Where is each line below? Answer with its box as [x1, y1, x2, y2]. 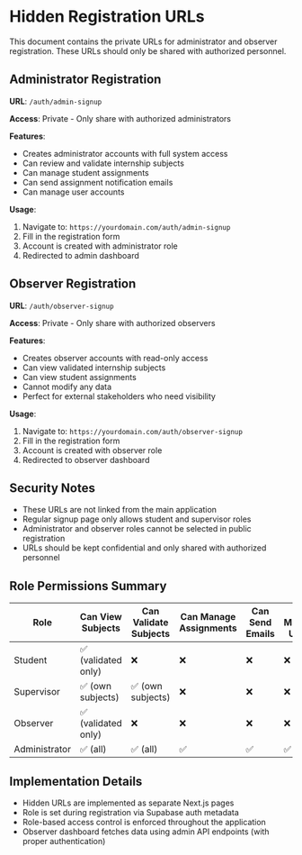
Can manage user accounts [22, 186, 125, 197]
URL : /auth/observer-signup [9, 300, 114, 311]
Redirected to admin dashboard [22, 250, 139, 260]
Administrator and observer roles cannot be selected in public [22, 523, 252, 534]
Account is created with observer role [22, 444, 163, 456]
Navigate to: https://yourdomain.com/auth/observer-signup [22, 425, 243, 436]
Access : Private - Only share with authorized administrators [9, 113, 232, 123]
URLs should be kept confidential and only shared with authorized [22, 542, 267, 553]
